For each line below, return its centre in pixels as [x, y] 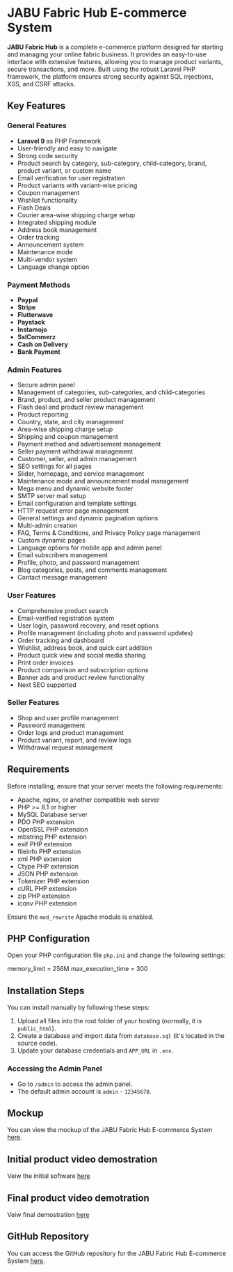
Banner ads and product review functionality [81, 677]
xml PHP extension [44, 859]
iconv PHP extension [47, 903]
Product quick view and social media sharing [81, 655]
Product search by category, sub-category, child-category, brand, [112, 163]
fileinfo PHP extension [49, 851]
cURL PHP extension [47, 888]
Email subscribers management [63, 555]
